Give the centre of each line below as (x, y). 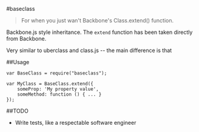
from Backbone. (26, 38)
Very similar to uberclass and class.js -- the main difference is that (89, 50)
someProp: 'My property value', (58, 89)
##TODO (17, 111)
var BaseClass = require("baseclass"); (57, 73)
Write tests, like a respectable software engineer (76, 123)
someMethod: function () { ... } (59, 94)
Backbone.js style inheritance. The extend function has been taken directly (99, 32)
